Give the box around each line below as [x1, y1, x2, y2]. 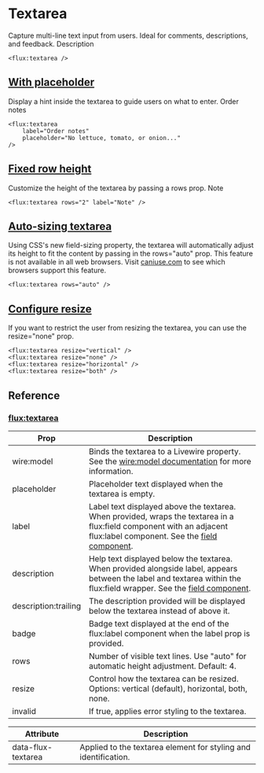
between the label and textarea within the [89, 572, 242, 583]
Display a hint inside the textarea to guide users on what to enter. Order [8, 96, 240, 106]
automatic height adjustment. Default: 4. [89, 660, 237, 671]
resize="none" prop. [8, 331, 75, 341]
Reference [8, 389, 60, 402]
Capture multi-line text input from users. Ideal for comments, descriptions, [8, 31, 249, 40]
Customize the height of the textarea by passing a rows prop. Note [8, 183, 224, 193]
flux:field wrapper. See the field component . [89, 583, 251, 594]
